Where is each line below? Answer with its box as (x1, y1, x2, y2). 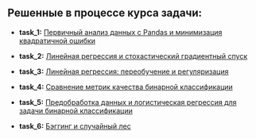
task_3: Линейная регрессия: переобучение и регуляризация (18, 67, 229, 76)
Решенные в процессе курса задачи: (7, 6, 203, 20)
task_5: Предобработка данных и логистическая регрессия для (18, 97, 237, 106)
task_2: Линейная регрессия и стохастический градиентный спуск (18, 51, 248, 60)
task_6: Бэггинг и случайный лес (18, 121, 132, 130)
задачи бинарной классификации (18, 106, 133, 115)
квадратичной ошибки (18, 36, 96, 45)
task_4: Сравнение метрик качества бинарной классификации (18, 82, 234, 91)
